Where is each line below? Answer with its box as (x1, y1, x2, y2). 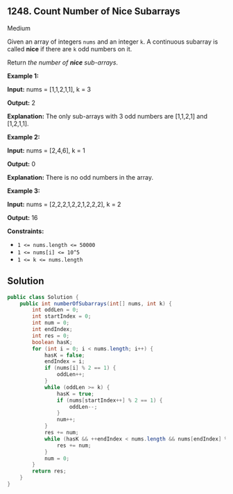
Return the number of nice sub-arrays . (7, 58, 119, 67)
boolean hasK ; (32, 339, 73, 346)
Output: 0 (7, 160, 36, 168)
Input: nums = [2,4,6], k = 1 (7, 146, 85, 155)
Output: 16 (7, 213, 38, 221)
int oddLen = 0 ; (32, 307, 79, 314)
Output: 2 (7, 99, 36, 107)
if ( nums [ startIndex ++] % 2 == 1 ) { (56, 397, 163, 404)
